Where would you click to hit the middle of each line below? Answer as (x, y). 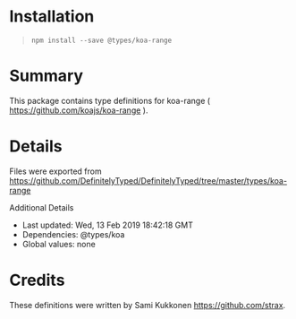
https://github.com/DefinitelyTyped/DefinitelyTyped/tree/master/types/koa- (148, 180)
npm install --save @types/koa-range (101, 40)
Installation (52, 17)
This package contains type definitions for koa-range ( (110, 100)
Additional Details (42, 207)
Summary (46, 76)
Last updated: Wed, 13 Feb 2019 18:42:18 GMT (108, 225)
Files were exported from (55, 171)
